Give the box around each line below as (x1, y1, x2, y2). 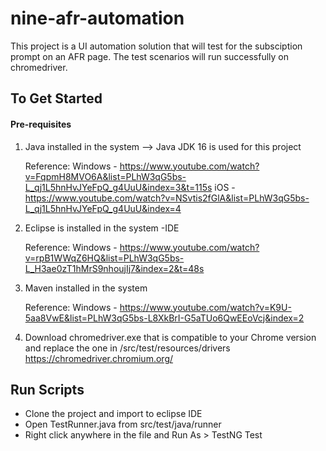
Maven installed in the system (24, 282, 148, 294)
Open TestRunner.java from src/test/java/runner (24, 418, 222, 431)
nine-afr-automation (10, 7, 185, 30)
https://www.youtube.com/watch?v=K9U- (119, 301, 292, 313)
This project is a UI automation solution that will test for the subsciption (10, 40, 303, 52)
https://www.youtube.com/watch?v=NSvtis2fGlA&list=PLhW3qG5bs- (24, 192, 310, 204)
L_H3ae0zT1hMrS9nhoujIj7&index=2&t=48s (24, 262, 205, 274)
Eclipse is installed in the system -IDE (24, 222, 180, 234)
